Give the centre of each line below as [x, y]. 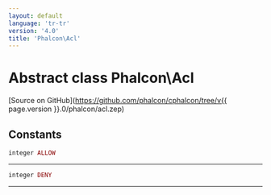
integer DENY [30, 175]
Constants [35, 134]
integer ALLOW [32, 153]
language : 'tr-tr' [39, 23]
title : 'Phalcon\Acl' [45, 38]
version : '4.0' [34, 31]
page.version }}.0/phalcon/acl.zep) [67, 109]
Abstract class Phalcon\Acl [102, 78]
